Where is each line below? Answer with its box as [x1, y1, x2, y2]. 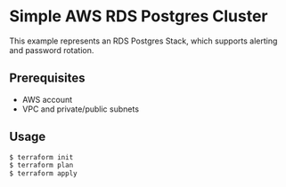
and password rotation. [9, 44, 94, 55]
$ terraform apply [9, 169, 78, 178]
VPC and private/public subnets [21, 104, 140, 114]
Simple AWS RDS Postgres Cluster [9, 6, 268, 27]
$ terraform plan [9, 161, 74, 170]
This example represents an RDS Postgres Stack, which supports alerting [9, 35, 278, 46]
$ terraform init [9, 152, 74, 161]
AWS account [21, 94, 73, 105]
